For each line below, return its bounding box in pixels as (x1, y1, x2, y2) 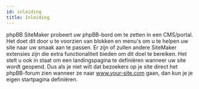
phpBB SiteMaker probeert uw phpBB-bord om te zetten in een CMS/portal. (6, 31, 194, 38)
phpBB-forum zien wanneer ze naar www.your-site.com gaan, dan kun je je (6, 69, 194, 76)
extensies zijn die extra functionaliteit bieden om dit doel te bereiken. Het (6, 50, 188, 57)
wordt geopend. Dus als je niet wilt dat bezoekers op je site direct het (6, 63, 178, 70)
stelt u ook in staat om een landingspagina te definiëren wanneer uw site (6, 57, 186, 64)
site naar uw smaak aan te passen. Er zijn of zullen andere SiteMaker (6, 43, 177, 51)
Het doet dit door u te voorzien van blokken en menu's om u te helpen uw (6, 37, 189, 44)
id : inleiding (6, 8, 42, 15)
